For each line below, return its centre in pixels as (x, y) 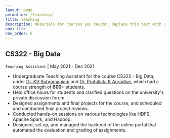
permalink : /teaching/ (29, 15)
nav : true (16, 29)
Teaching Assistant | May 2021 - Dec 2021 (50, 66)
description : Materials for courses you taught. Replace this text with (83, 24)
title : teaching (22, 19)
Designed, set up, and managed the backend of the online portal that (84, 124)
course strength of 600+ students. (49, 87)
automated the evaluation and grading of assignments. (69, 130)
